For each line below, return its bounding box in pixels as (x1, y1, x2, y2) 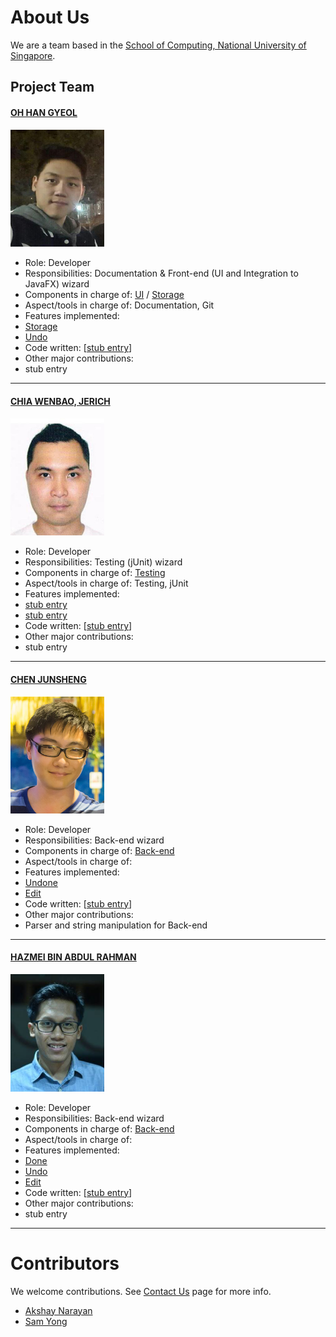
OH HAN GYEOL (10, 106, 78, 118)
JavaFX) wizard (24, 278, 90, 290)
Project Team (10, 79, 95, 96)
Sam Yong (24, 1315, 68, 1327)
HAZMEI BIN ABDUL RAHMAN (10, 951, 137, 963)
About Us (10, 6, 90, 29)
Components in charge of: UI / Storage (24, 289, 185, 301)
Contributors (10, 1252, 120, 1275)
